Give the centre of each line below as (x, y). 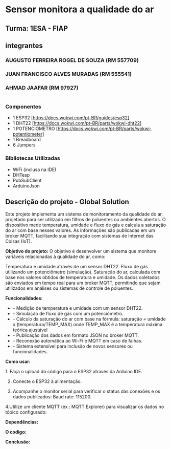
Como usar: (18, 361)
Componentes (23, 106)
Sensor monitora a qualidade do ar (80, 9)
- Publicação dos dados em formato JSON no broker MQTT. (76, 335)
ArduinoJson (26, 186)
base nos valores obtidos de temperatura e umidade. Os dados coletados (82, 277)
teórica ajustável (30, 330)
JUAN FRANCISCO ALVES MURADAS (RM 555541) (68, 74)
